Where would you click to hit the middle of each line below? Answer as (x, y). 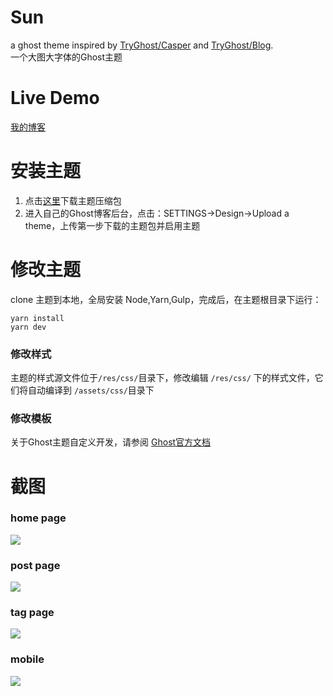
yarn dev (28, 327)
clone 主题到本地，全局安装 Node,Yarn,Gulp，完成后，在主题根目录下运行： (166, 299)
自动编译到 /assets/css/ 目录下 (91, 390)
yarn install (37, 318)
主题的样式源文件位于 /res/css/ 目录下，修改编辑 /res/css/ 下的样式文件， (162, 378)
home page (38, 518)
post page (35, 565)
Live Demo (55, 98)
